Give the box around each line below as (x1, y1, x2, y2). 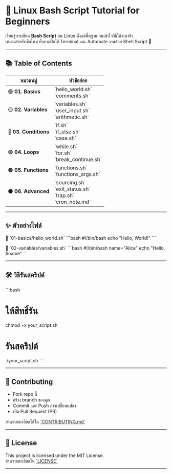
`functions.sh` (54, 164, 88, 171)
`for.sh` (54, 149, 72, 156)
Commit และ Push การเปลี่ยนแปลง (12, 402, 77, 409)
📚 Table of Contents (5, 59, 73, 68)
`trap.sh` (54, 191, 75, 199)
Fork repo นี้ (12, 391, 37, 397)
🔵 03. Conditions (8, 128, 50, 135)
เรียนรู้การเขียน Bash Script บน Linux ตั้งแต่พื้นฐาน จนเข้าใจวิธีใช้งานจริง (5, 32, 134, 39)
